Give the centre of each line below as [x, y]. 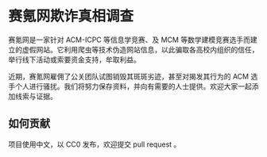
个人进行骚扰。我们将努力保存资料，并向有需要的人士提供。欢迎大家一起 [133, 86]
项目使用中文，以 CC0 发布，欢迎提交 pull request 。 [95, 144]
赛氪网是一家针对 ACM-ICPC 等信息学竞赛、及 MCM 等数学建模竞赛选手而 [129, 40]
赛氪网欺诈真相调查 [71, 16]
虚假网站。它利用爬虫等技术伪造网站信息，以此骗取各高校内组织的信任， [140, 49]
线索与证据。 [36, 96]
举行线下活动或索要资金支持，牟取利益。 [74, 59]
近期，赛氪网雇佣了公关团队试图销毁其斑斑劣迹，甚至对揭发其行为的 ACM [128, 76]
